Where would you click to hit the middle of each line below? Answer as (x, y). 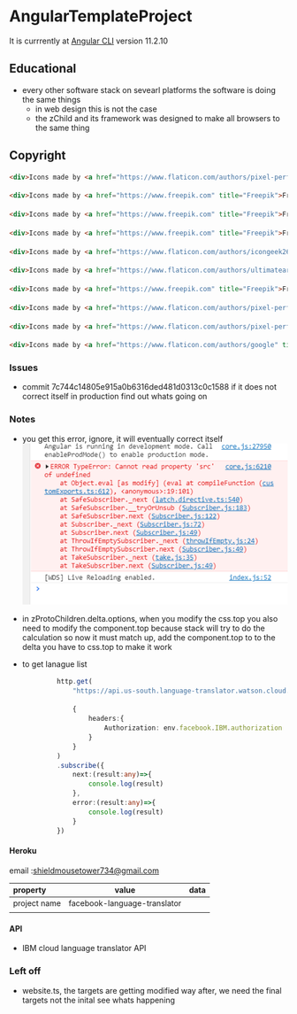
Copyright (38, 155)
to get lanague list (54, 664)
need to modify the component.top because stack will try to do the (143, 628)
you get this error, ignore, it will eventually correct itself (122, 438)
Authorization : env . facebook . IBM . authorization (193, 728)
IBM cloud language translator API (84, 948)
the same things (51, 99)
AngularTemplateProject (101, 16)
